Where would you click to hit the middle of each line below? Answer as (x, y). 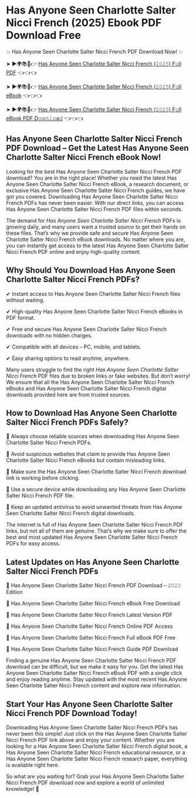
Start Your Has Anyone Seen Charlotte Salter (89, 704)
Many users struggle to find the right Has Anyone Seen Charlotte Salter (92, 369)
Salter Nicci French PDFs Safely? (67, 422)
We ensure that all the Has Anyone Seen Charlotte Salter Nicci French (90, 382)
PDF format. (21, 317)
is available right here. (33, 765)
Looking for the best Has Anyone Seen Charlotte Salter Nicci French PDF (94, 171)
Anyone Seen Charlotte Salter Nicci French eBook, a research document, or (97, 184)
